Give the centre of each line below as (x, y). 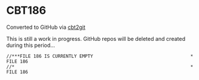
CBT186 (26, 11)
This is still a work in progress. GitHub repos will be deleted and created (96, 38)
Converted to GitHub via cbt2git (46, 27)
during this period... (31, 45)
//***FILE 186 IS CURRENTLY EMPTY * (100, 56)
